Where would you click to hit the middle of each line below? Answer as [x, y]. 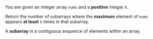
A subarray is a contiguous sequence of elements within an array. [73, 31]
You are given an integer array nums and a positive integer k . [67, 7]
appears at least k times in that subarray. [47, 22]
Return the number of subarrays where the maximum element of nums [77, 16]
